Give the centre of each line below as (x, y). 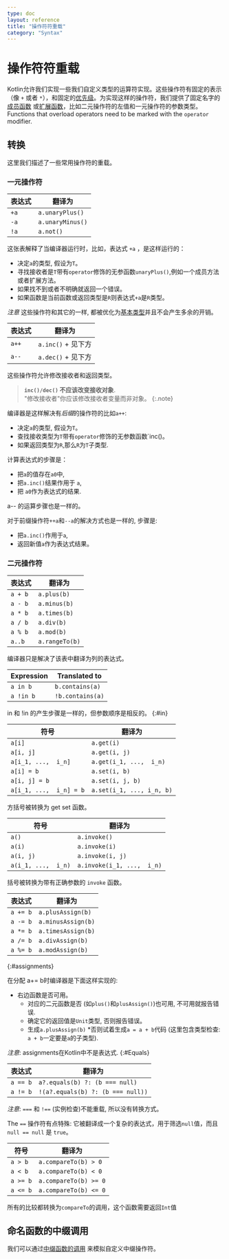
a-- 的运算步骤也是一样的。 (46, 506)
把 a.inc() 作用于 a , (43, 535)
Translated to (79, 676)
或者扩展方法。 (38, 281)
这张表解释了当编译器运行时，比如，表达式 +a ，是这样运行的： (96, 249)
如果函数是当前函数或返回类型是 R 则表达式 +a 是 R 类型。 (92, 298)
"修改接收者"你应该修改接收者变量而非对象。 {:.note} (99, 399)
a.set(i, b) (111, 771)
